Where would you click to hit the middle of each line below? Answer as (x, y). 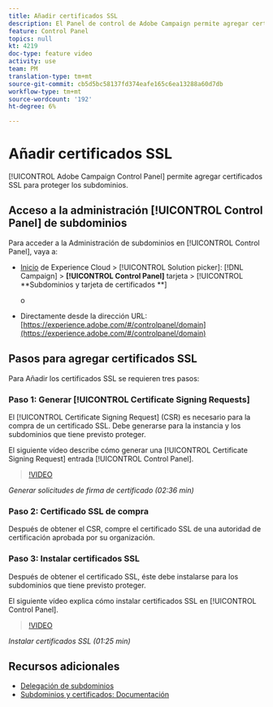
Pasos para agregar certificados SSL (103, 359)
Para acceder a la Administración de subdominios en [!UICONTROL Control (134, 243)
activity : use (32, 62)
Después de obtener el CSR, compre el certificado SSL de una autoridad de (135, 529)
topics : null (30, 39)
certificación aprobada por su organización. (82, 538)
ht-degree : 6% (32, 106)
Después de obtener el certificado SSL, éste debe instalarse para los (123, 576)
